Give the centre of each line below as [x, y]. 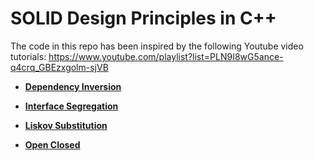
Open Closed [52, 144]
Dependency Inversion [73, 86]
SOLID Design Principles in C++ [143, 18]
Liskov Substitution [66, 125]
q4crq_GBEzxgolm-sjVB [59, 67]
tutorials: [28, 56]
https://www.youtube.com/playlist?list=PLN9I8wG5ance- [166, 56]
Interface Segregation [71, 106]
